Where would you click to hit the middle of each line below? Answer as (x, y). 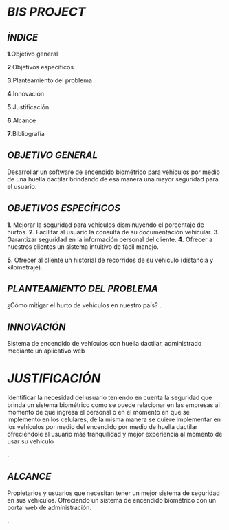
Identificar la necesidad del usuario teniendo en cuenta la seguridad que (110, 398)
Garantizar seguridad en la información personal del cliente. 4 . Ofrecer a (110, 239)
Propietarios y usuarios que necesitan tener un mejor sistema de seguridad (113, 493)
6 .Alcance (22, 120)
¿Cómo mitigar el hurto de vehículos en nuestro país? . (84, 305)
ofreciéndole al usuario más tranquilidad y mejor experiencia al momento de (115, 434)
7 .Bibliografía (26, 134)
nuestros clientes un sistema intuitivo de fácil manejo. (83, 246)
